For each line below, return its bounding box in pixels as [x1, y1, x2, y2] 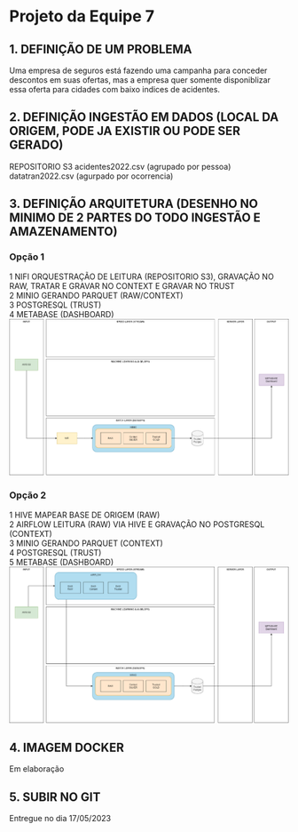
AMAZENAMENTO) [9, 224, 118, 239]
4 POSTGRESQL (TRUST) [9, 547, 102, 557]
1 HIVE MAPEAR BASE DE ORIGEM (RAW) [9, 509, 161, 520]
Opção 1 [9, 251, 45, 263]
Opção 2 [9, 489, 47, 501]
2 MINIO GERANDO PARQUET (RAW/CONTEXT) [9, 290, 184, 300]
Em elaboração [9, 764, 65, 774]
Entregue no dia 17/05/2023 [9, 813, 112, 824]
